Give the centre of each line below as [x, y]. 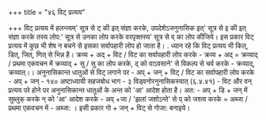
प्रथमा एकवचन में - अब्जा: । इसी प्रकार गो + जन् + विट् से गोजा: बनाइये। [99, 108]
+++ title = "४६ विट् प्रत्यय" [47, 12]
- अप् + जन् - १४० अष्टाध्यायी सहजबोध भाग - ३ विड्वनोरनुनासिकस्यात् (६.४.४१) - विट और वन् [130, 81]
